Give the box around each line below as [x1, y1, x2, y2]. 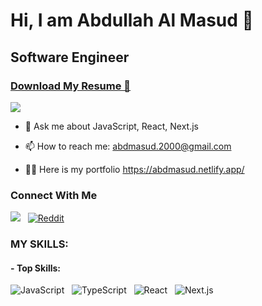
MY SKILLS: [10, 237, 69, 251]
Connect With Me [10, 188, 98, 202]
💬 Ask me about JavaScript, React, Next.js [24, 120, 200, 132]
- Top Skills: [10, 262, 62, 274]
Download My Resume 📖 [10, 79, 132, 93]
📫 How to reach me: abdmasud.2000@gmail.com [24, 140, 232, 152]
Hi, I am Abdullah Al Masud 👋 [10, 9, 254, 32]
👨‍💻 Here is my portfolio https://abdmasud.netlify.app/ [24, 163, 245, 175]
